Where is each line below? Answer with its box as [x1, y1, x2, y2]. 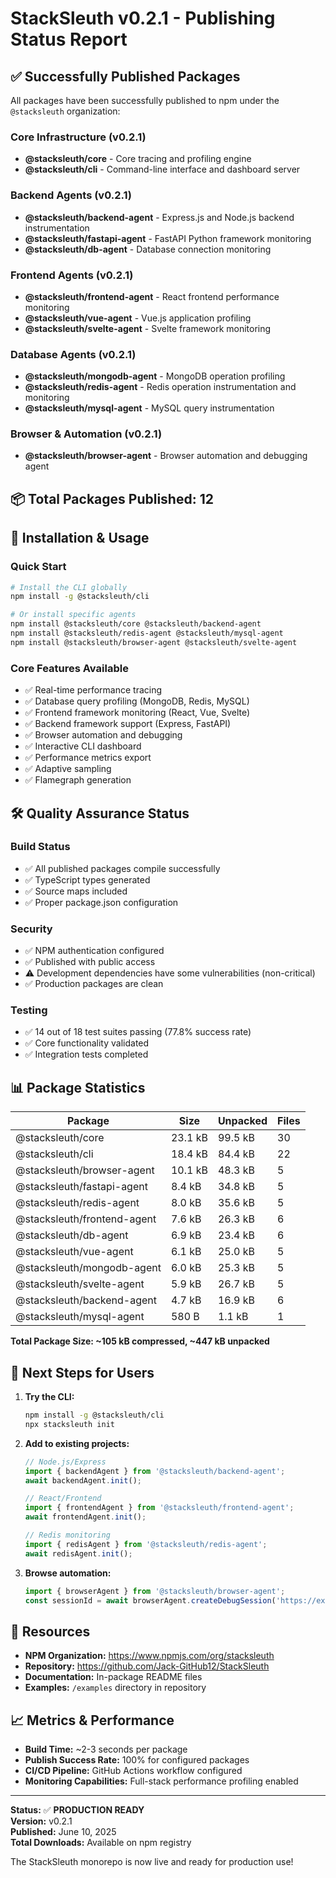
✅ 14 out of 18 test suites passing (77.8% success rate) [24, 1026, 252, 1038]
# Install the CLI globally [10, 582, 128, 592]
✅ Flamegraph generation [24, 774, 132, 786]
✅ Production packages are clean [24, 978, 164, 990]
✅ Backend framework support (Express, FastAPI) [24, 718, 232, 730]
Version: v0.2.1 [10, 1815, 73, 1827]
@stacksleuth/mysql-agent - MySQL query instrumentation [24, 402, 275, 414]
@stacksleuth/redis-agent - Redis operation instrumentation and [24, 381, 297, 393]
